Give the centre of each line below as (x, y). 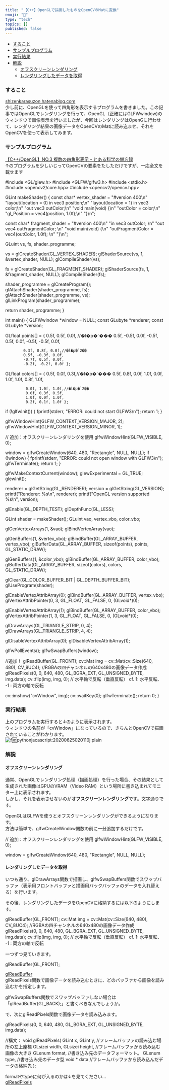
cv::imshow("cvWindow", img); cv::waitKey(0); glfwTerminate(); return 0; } (82, 695)
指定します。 (36, 986)
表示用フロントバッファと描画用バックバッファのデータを (82, 885)
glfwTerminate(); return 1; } (33, 463)
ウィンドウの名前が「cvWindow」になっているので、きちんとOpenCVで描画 (84, 728)
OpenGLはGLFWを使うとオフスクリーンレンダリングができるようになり (80, 816)
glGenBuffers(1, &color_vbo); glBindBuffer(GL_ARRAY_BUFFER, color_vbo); (82, 559)
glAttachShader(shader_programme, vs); (48, 295)
